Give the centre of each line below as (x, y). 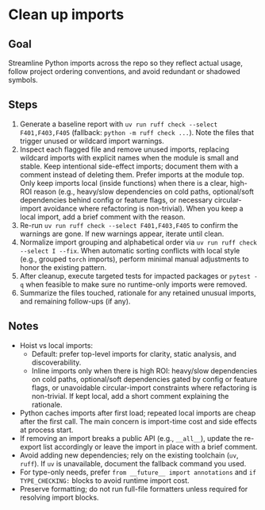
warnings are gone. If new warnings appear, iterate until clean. (122, 234)
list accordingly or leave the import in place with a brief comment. (150, 446)
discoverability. (56, 362)
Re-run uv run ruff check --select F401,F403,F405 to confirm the (129, 225)
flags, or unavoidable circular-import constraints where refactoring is (144, 388)
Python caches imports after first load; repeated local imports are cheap (138, 413)
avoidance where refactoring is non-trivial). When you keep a (143, 208)
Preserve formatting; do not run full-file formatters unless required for (134, 489)
